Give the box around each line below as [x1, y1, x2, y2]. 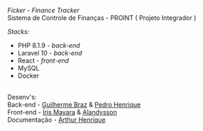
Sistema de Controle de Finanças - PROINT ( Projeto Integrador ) [7, 14, 197, 22]
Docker [17, 71, 40, 80]
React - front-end [17, 56, 70, 65]
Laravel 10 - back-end [17, 49, 83, 57]
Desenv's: [7, 93, 37, 101]
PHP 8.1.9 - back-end [17, 41, 80, 49]
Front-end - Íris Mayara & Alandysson [7, 108, 117, 116]
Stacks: [7, 28, 30, 36]
